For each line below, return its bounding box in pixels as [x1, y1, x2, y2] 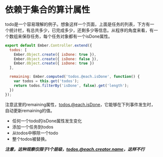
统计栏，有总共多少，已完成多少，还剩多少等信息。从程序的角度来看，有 [9, 27, 154, 33]
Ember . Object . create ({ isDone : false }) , [14, 57, 98, 61]
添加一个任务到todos [12, 124, 53, 129]
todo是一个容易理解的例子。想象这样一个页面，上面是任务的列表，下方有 [5, 21, 150, 27]
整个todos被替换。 [12, 136, 49, 142]
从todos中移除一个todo [12, 130, 58, 136]
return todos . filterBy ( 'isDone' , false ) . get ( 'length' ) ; [14, 83, 130, 88]
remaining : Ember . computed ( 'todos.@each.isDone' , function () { [9, 74, 140, 79]
